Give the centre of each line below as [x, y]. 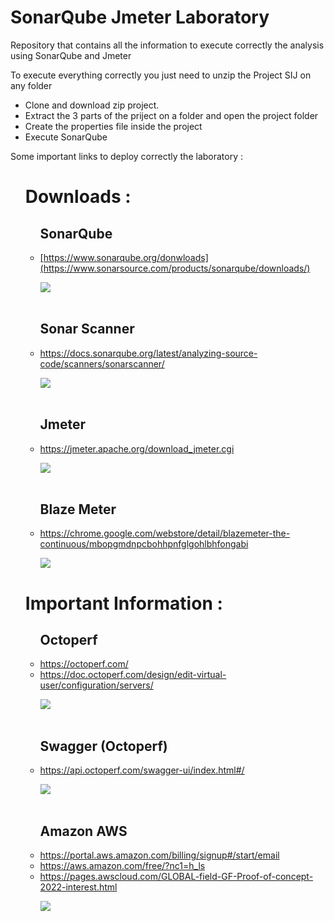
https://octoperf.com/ [84, 664]
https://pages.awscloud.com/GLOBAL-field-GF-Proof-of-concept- [176, 876]
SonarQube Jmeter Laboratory [140, 17]
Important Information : [123, 603]
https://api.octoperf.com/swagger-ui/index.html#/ [142, 770]
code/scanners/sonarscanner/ [102, 363]
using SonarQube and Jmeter [71, 55]
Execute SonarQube [66, 137]
